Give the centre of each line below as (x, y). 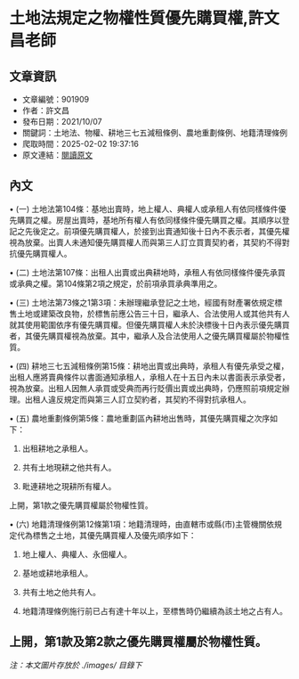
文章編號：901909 (56, 99)
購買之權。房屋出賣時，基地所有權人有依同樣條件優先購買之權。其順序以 (149, 220)
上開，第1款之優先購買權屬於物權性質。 (81, 505)
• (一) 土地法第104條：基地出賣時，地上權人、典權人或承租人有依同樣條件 (144, 209)
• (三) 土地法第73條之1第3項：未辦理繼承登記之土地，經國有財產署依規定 (142, 302)
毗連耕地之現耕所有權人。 (69, 486)
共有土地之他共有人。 (61, 592)
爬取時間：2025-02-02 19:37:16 (81, 144)
